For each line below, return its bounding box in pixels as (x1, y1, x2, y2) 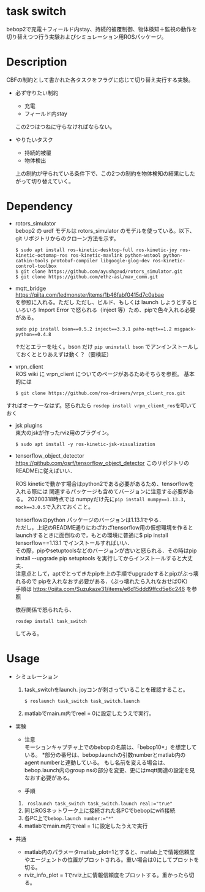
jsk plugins (15, 421, 43, 429)
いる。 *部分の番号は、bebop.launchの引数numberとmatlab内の (24, 751, 186, 758)
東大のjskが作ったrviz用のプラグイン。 (15, 429, 112, 436)
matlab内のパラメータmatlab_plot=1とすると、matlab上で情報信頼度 (24, 848, 195, 855)
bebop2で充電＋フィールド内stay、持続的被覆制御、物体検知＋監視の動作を (6, 25, 198, 33)
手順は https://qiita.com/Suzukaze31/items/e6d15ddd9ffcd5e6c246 (15, 585, 185, 592)
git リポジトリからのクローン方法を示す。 (15, 235, 119, 242)
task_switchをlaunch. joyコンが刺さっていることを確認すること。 (24, 686, 188, 693)
